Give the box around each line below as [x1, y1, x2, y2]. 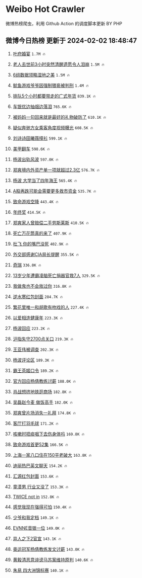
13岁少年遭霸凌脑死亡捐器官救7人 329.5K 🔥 [12, 272, 100, 278]
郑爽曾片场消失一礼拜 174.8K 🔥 [12, 410, 76, 415]
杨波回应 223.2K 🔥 [12, 325, 50, 331]
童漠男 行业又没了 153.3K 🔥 [12, 484, 69, 490]
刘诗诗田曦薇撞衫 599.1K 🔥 [12, 135, 67, 141]
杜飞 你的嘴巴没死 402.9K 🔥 [12, 241, 69, 247]
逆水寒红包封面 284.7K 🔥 [12, 293, 63, 299]
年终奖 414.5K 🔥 [12, 209, 46, 215]
